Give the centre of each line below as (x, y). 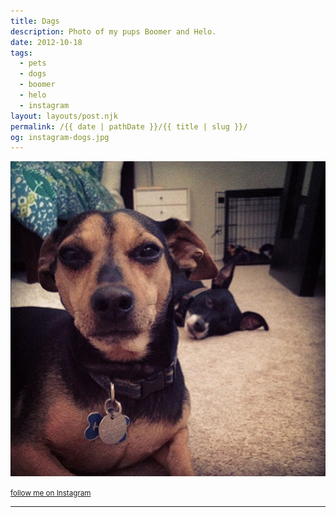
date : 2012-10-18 (46, 42)
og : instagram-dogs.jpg (60, 137)
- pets (33, 63)
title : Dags (35, 21)
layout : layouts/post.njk (64, 116)
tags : (21, 53)
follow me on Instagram (51, 493)
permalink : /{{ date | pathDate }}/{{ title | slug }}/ (129, 126)
